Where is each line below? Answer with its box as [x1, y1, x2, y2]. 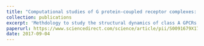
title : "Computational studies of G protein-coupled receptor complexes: [6, 8, 197, 15]
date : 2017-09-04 [6, 31, 50, 37]
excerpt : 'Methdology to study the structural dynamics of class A [6, 20, 181, 26]
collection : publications [6, 14, 72, 20]
